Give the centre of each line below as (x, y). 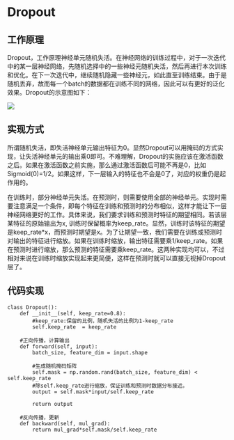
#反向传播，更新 (40, 417)
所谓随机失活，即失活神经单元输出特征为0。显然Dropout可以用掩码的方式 (112, 148)
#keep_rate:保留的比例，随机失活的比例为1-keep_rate (103, 321)
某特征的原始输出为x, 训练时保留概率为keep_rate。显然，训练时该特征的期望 (116, 223)
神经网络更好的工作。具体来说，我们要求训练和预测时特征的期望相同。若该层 (117, 214)
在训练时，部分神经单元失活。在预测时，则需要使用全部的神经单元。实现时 (114, 197)
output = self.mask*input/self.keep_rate (93, 392)
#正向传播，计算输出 (45, 340)
